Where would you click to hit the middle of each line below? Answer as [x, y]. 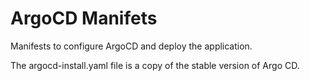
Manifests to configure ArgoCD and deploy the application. [131, 46]
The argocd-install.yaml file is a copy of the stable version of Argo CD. [155, 65]
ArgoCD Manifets [84, 18]
